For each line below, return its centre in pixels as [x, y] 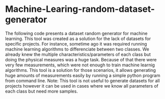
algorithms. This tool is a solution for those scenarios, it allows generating [81, 70]
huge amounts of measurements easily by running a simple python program [83, 75]
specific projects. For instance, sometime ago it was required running [76, 44]
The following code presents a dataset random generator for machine [76, 33]
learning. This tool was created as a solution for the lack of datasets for [78, 39]
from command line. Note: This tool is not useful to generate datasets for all [82, 81]
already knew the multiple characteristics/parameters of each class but [78, 54]
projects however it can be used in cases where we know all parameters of [82, 86]
